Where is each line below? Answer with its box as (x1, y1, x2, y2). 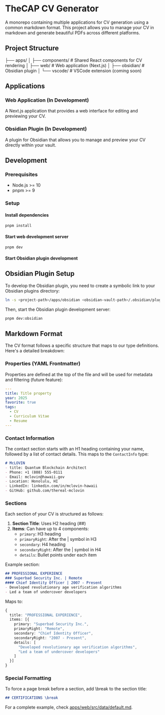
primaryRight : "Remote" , (14, 626, 65, 632)
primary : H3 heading (19, 531, 61, 537)
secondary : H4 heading (19, 541, 66, 548)
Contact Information (5, 435, 55, 442)
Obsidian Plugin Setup (5, 269, 75, 278)
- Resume (9, 418, 27, 423)
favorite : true (5, 400, 36, 405)
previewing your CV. (5, 113, 46, 119)
